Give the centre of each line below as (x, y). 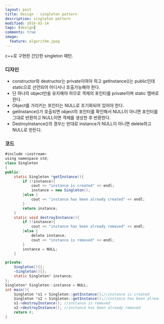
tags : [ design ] (20, 28)
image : (12, 37)
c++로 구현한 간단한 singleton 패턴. (39, 56)
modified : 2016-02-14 (27, 23)
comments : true (20, 32)
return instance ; (40, 208)
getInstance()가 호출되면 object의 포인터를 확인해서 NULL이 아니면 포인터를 (85, 112)
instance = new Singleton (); (61, 191)
